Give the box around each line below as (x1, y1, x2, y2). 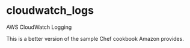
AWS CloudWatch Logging (6, 23, 72, 31)
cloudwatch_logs (6, 4, 94, 17)
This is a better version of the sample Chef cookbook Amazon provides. (6, 35, 185, 42)
